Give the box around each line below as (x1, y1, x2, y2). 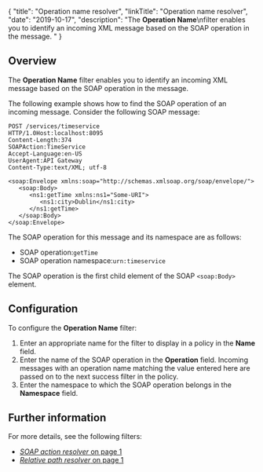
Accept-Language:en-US (8, 149, 82, 158)
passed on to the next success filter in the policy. (19, 371, 179, 381)
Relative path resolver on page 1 (19, 456, 124, 465)
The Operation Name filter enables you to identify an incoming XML (8, 75, 228, 85)
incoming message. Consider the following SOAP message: (8, 107, 200, 116)
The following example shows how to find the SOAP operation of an (8, 98, 227, 108)
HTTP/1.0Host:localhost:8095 (8, 129, 104, 137)
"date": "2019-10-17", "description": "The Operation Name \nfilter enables (8, 15, 246, 24)
